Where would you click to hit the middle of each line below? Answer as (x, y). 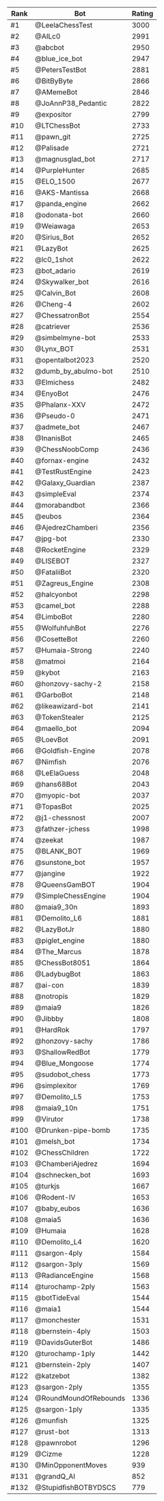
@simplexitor (56, 1086)
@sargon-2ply (59, 1387)
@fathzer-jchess (63, 829)
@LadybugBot (58, 974)
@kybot (47, 673)
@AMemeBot (56, 92)
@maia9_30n (56, 907)
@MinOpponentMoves (71, 1465)
